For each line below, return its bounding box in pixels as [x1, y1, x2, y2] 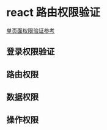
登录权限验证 [6, 46, 55, 57]
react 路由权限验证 [6, 5, 101, 20]
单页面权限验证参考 [6, 27, 55, 34]
